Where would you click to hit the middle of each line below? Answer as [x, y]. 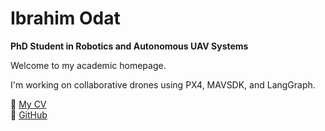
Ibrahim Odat [65, 18]
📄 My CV [28, 104]
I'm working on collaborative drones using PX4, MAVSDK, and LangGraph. [163, 84]
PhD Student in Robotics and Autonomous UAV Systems [129, 46]
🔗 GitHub [29, 114]
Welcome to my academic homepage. [88, 65]
